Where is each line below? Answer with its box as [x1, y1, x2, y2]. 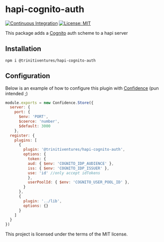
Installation [5, 44, 41, 53]
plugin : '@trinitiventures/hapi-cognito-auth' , [23, 147, 125, 152]
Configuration [5, 72, 50, 80]
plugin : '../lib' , [23, 198, 62, 204]
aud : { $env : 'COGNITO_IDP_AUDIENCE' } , [27, 161, 114, 166]
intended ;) [5, 90, 28, 96]
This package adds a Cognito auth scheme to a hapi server [5, 30, 128, 36]
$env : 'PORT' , [18, 114, 49, 119]
